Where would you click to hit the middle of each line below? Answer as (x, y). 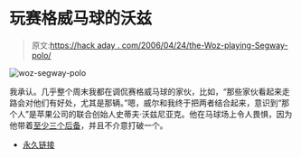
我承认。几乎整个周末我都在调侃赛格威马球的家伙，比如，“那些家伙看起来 (146, 91)
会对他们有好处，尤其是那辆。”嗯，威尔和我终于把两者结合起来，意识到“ (149, 102)
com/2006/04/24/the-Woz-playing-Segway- (205, 45)
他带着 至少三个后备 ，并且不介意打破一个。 (89, 125)
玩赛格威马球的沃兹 (81, 19)
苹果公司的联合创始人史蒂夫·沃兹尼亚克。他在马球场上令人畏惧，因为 (165, 114)
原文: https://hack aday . (75, 45)
